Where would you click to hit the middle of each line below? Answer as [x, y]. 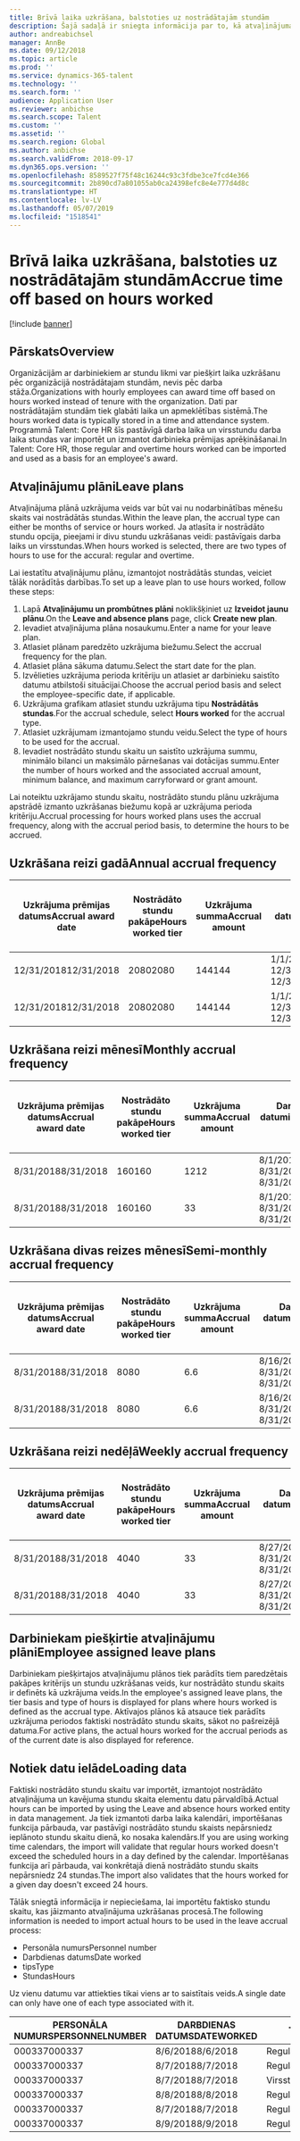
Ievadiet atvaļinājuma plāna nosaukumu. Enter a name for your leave [147, 628]
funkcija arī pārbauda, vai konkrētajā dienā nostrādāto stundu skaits [134, 1866]
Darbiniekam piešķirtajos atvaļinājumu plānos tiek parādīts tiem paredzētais [149, 1674]
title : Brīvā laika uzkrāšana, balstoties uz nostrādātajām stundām [139, 17]
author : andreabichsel [51, 34]
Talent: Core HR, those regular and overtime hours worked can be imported [148, 449]
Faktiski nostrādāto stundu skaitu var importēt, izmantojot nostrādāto [136, 1790]
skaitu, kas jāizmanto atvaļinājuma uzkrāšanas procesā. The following [136, 1912]
